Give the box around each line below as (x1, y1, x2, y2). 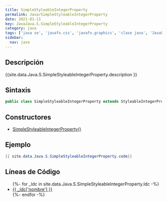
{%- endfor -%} (12, 192, 45, 198)
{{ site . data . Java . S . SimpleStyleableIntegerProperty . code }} (5, 154, 133, 159)
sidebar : (5, 35, 23, 40)
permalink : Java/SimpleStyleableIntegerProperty (5, 12, 108, 17)
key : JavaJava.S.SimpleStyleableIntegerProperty (5, 21, 108, 26)
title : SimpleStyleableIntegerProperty (5, 7, 88, 12)
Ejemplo (5, 141, 31, 149)
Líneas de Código (5, 168, 61, 176)
